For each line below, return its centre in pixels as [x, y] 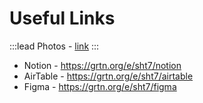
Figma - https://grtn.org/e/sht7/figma [100, 86]
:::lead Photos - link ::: [54, 46]
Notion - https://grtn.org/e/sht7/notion [102, 65]
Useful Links [62, 18]
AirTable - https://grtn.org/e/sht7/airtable [108, 76]
